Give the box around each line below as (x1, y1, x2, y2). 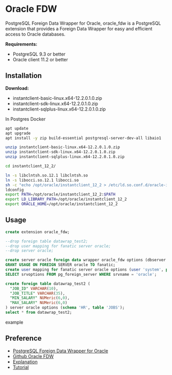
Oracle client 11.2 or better (12, 56, 68, 62)
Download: (5, 85, 29, 91)
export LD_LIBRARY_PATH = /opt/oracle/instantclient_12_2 (5, 197, 127, 202)
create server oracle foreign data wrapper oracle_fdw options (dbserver (5, 258, 166, 263)
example (5, 319, 24, 325)
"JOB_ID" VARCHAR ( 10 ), (10, 286, 58, 291)
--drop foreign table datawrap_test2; (5, 239, 88, 244)
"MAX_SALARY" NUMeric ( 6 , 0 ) (10, 300, 68, 306)
